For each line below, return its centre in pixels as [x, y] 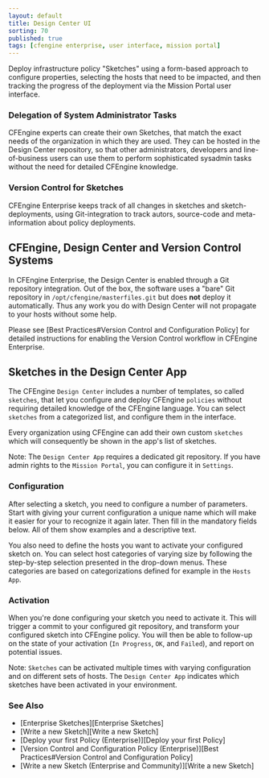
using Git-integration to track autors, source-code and [145, 213]
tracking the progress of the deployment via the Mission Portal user [120, 86]
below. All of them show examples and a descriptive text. [102, 529]
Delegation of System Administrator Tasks [93, 115]
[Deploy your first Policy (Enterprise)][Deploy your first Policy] [123, 740]
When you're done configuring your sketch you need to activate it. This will [132, 618]
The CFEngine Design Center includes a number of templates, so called [126, 391]
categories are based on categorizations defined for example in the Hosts [130, 571]
